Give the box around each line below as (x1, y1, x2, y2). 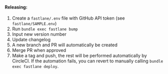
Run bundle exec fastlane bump (12, 26, 78, 32)
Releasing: (5, 4, 28, 10)
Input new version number (12, 31, 67, 37)
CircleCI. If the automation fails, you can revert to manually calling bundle (12, 58, 163, 64)
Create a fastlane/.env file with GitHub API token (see (12, 15, 125, 21)
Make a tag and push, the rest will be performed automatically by (12, 53, 147, 59)
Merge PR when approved (12, 47, 66, 53)
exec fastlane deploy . (12, 63, 59, 69)
